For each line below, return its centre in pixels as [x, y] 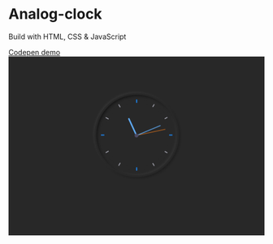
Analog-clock [56, 14]
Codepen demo [35, 52]
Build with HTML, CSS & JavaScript [67, 36]
